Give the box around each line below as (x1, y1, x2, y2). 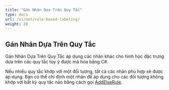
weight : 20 (5, 21, 28, 27)
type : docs (5, 12, 28, 17)
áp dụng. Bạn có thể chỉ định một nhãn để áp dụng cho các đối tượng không (5, 74, 164, 80)
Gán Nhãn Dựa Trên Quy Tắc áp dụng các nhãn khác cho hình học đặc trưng (5, 53, 164, 59)
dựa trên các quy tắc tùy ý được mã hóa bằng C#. (5, 59, 108, 65)
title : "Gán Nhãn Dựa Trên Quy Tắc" (5, 7, 82, 13)
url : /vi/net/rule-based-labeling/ (5, 17, 80, 22)
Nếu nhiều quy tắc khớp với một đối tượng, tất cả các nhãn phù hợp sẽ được (5, 68, 163, 74)
